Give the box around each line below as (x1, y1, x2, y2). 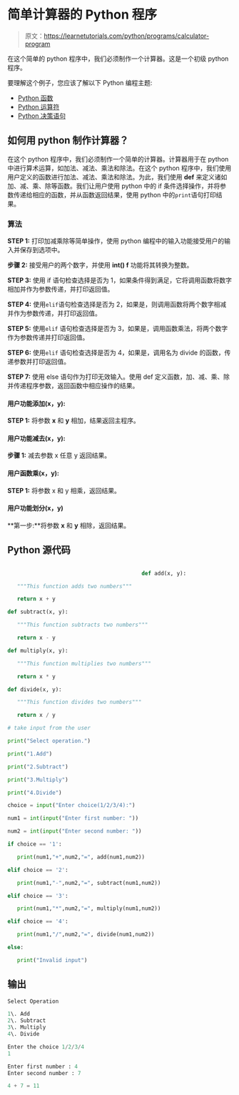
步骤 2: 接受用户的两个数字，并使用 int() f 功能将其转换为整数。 (7, 261, 193, 269)
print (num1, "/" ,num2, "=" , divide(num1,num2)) (16, 931, 155, 938)
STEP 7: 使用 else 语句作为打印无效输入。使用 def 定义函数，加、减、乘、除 (7, 372, 230, 381)
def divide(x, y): (7, 685, 62, 693)
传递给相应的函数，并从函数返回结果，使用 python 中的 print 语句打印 (13, 190, 216, 199)
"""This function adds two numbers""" (16, 583, 133, 590)
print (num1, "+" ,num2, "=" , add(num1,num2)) (16, 853, 145, 861)
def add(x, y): (141, 570, 187, 577)
